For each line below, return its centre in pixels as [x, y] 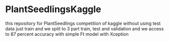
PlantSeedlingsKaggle [53, 9]
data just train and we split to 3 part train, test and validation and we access [84, 28]
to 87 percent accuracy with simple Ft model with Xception [67, 34]
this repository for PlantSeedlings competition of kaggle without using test [83, 23]
